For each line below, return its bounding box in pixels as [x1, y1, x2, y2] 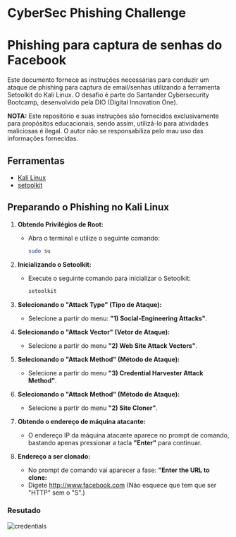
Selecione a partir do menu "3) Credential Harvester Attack [27, 368, 204, 377]
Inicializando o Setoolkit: [17, 260, 92, 269]
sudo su [27, 247, 51, 255]
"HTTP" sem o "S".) [27, 488, 86, 497]
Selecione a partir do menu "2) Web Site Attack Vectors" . [27, 341, 198, 350]
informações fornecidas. [7, 134, 79, 143]
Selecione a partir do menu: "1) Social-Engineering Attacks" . [27, 314, 208, 322]
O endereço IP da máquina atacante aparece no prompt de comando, [27, 430, 230, 439]
